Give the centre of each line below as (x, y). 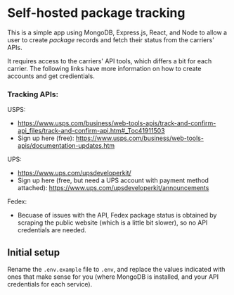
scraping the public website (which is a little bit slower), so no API (112, 222)
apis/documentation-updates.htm (66, 146)
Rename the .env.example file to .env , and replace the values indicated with (116, 270)
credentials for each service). (50, 284)
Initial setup (34, 252)
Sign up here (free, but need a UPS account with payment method (113, 180)
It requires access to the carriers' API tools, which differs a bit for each (110, 61)
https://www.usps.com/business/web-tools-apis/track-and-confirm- (117, 123)
